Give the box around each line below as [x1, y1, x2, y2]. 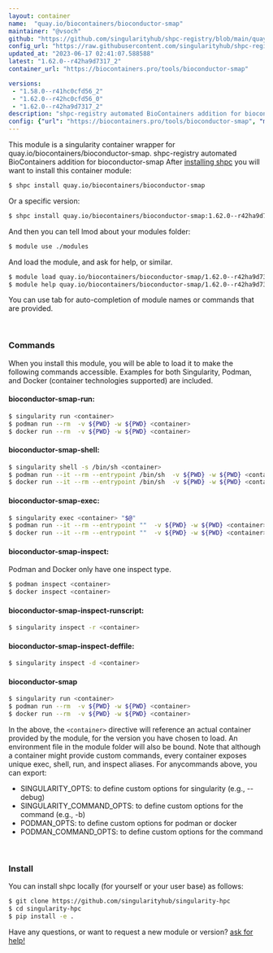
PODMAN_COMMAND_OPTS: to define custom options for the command [19, 827, 263, 837]
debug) [19, 793, 45, 802]
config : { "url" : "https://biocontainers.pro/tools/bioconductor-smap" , [8, 117, 256, 126]
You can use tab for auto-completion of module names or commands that [8, 295, 254, 305]
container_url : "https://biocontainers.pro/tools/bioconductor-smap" [8, 65, 249, 73]
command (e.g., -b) [19, 810, 86, 820]
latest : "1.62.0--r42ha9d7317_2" [8, 58, 122, 66]
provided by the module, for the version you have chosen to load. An [8, 733, 238, 743]
